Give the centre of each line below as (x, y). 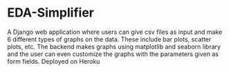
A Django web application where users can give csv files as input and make (115, 32)
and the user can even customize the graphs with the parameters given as (113, 54)
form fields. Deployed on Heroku (54, 61)
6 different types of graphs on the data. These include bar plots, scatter (109, 39)
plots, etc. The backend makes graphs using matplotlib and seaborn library (114, 46)
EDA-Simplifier (51, 13)
